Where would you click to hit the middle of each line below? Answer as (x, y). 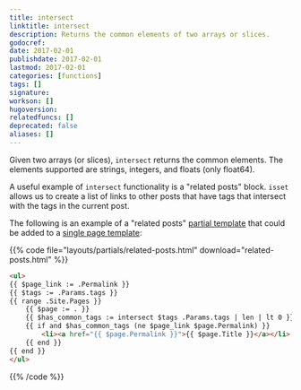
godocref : (28, 43)
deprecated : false (43, 126)
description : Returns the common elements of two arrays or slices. (140, 34)
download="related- (237, 250)
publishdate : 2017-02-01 (56, 59)
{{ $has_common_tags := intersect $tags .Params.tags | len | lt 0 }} (160, 318)
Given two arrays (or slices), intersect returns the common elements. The (146, 160)
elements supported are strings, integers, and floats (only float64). (132, 169)
